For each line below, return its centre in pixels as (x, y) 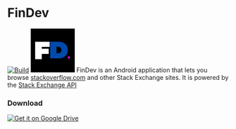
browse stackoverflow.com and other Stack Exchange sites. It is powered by (118, 77)
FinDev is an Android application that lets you (142, 70)
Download (25, 103)
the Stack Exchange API (42, 85)
